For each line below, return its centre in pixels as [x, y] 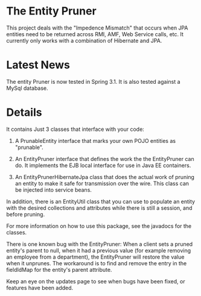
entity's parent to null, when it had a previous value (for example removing [99, 250]
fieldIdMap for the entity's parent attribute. [59, 269]
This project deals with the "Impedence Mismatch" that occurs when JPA [97, 28]
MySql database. [27, 88]
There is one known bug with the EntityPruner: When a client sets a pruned [100, 244]
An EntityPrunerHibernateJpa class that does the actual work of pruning [105, 177]
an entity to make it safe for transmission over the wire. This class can [102, 183]
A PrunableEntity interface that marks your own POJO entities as [95, 140]
